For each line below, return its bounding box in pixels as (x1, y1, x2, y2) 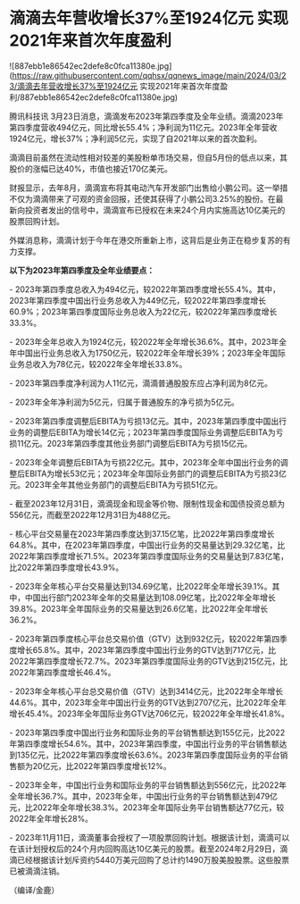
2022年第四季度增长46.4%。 (9, 666, 116, 677)
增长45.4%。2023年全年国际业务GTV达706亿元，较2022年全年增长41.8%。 (9, 707, 290, 719)
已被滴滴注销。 (9, 866, 64, 876)
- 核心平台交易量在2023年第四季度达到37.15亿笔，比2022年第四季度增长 (9, 528, 275, 539)
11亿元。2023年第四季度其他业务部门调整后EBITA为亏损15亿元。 (16, 438, 253, 448)
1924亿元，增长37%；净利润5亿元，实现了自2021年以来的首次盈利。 (9, 133, 262, 144)
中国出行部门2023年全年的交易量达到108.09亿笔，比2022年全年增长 (24, 591, 277, 603)
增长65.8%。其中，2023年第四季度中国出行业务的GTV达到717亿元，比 (16, 644, 277, 655)
